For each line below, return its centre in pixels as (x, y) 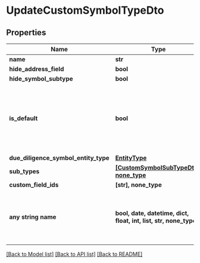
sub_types (24, 171)
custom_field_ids (34, 185)
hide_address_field (37, 69)
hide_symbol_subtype (41, 79)
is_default (24, 118)
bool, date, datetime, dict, (152, 213)
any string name (33, 217)
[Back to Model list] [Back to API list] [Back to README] (74, 254)
